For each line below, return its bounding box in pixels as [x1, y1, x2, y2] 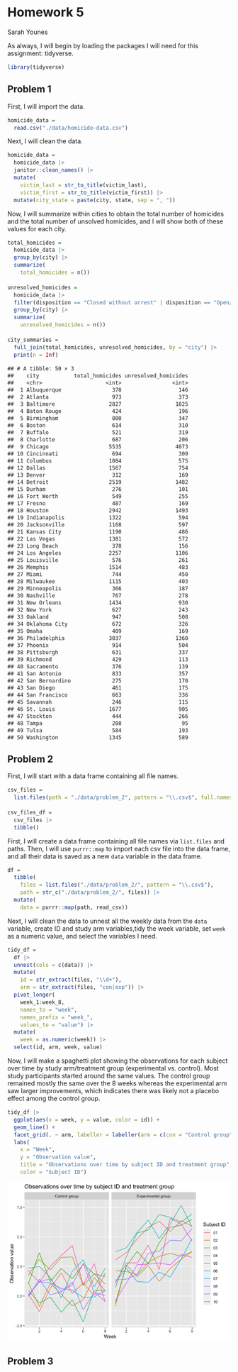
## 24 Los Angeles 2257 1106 [7, 549, 189, 557]
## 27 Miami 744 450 [7, 570, 189, 578]
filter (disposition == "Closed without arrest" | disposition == [13, 299, 211, 306]
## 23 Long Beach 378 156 [7, 542, 189, 550]
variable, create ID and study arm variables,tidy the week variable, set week [7, 924, 226, 933]
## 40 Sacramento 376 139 [7, 663, 189, 670]
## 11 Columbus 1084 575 [7, 457, 189, 465]
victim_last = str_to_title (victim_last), [20, 182, 147, 189]
